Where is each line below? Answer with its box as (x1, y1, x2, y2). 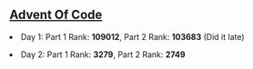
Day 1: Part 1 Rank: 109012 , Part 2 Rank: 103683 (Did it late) (21, 31, 245, 42)
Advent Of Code (9, 7, 103, 23)
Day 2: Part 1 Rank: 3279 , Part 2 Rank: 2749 (21, 49, 186, 60)
